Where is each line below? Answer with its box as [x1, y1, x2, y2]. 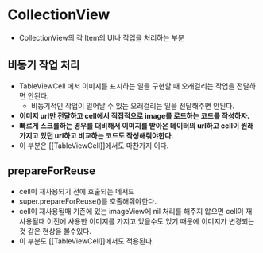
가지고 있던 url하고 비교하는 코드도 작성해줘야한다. [18, 130, 174, 140]
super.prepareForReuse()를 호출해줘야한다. [18, 197, 157, 206]
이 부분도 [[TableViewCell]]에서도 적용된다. [18, 236, 154, 246]
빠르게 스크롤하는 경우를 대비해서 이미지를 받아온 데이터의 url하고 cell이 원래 [18, 121, 254, 130]
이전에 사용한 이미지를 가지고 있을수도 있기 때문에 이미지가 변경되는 [46, 216, 255, 226]
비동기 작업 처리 [7, 58, 80, 72]
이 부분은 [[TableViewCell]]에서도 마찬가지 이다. [18, 141, 169, 150]
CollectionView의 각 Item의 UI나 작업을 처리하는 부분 [18, 33, 184, 42]
